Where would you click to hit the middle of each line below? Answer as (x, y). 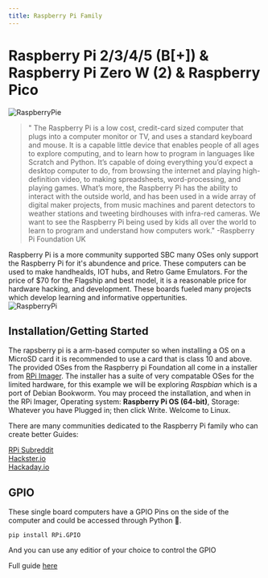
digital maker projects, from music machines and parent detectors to (142, 204)
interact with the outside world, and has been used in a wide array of (142, 196)
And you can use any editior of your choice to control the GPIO (112, 550)
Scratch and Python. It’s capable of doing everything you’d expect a (140, 162)
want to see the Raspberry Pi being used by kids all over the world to (142, 221)
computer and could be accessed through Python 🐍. (95, 521)
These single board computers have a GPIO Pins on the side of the (119, 512)
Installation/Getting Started (78, 331)
